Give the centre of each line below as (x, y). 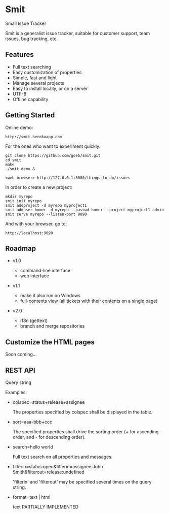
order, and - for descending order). (49, 437)
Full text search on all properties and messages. (62, 457)
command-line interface (45, 271)
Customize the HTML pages (50, 342)
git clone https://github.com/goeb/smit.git (53, 155)
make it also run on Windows (50, 296)
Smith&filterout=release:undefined (48, 472)
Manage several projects (38, 83)
